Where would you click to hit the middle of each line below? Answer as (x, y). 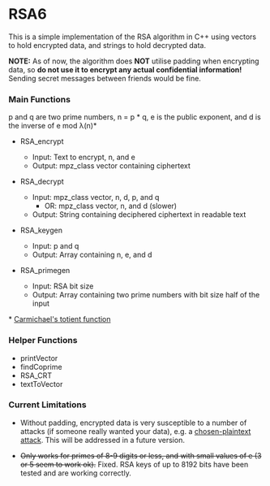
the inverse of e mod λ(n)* (53, 126)
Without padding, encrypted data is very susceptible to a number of (133, 423)
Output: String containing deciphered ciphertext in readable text (139, 215)
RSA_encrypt (42, 141)
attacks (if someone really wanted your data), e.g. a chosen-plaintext (135, 431)
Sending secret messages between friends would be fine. (105, 78)
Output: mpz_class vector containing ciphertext (111, 166)
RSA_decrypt (42, 182)
